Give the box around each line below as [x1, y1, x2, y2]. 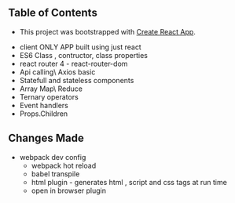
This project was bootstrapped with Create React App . [19, 27, 196, 36]
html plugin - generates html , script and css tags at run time [31, 177, 228, 187]
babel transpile [31, 169, 80, 179]
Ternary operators [19, 92, 79, 101]
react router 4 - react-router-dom [19, 59, 128, 68]
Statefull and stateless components [19, 75, 134, 85]
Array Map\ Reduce [19, 84, 83, 93]
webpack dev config [19, 152, 86, 161]
